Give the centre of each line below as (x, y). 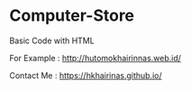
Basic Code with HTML (52, 40)
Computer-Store (72, 16)
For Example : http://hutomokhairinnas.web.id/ (95, 58)
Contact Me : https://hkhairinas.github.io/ (86, 75)
